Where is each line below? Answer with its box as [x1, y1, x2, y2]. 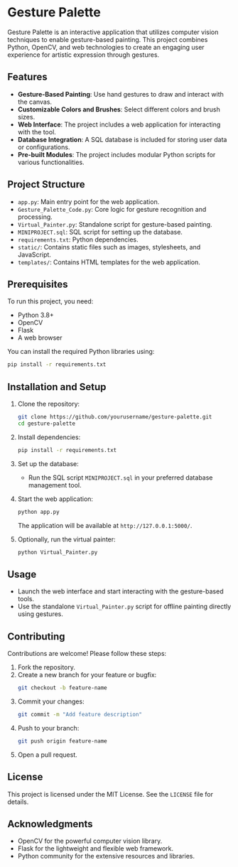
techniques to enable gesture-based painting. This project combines [7, 35, 208, 43]
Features [7, 71, 48, 83]
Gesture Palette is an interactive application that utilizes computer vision [7, 28, 219, 36]
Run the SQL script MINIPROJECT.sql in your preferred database [28, 473, 213, 482]
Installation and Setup [7, 381, 107, 393]
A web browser [17, 333, 63, 342]
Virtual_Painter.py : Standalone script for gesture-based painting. [17, 220, 212, 228]
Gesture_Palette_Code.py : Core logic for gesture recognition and [17, 205, 207, 213]
